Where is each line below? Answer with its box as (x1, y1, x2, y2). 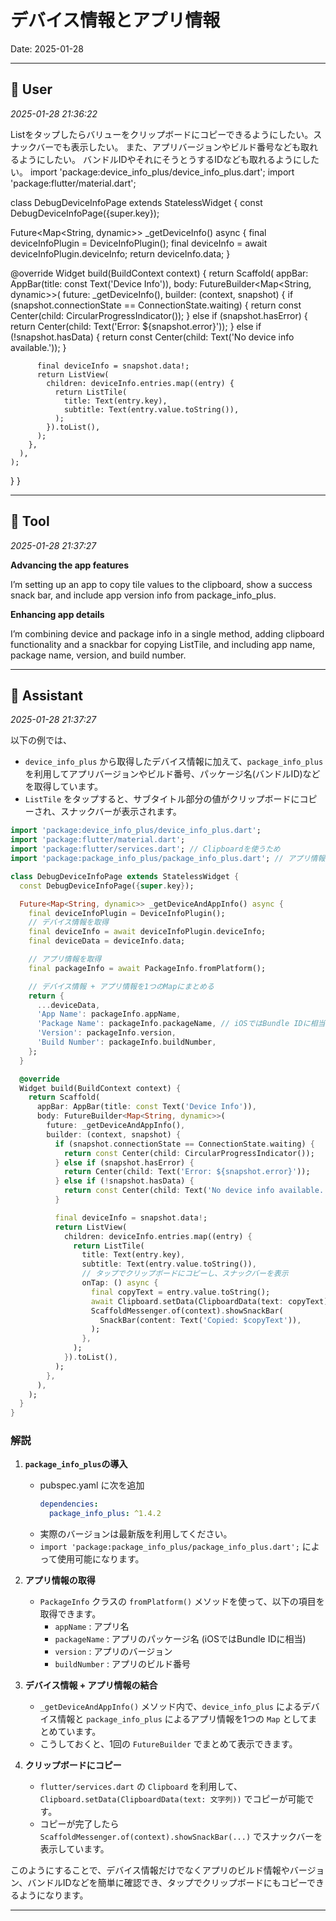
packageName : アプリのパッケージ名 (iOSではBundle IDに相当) (54, 1633, 307, 1645)
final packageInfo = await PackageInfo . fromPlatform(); (28, 963, 267, 973)
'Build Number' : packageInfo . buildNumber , (36, 1037, 217, 1047)
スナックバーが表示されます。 (59, 806, 182, 818)
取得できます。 (39, 1608, 102, 1620)
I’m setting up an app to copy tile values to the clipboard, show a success (10, 578, 313, 590)
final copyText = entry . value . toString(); (90, 1287, 271, 1297)
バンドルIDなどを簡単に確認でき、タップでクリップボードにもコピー (27, 1877, 307, 1889)
